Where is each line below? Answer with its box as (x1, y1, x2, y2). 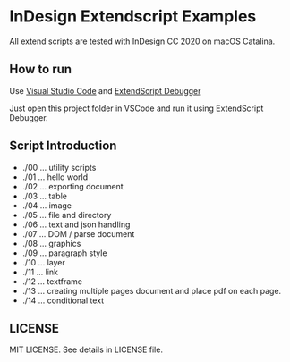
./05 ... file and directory (21, 209, 112, 220)
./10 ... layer (21, 257, 65, 267)
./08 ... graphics (21, 238, 81, 248)
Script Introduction (9, 139, 117, 154)
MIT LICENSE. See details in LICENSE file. (9, 344, 164, 355)
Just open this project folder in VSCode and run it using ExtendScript (9, 103, 264, 114)
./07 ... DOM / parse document (21, 228, 135, 239)
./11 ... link (21, 266, 58, 277)
